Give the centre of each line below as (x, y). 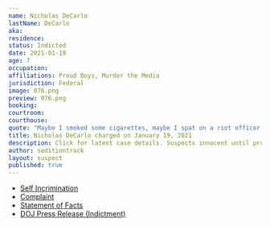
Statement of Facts (51, 205)
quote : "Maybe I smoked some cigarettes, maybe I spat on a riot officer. (136, 128)
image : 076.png (34, 90)
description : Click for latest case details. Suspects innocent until (129, 143)
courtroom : (27, 113)
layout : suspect (35, 158)
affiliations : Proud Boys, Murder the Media (84, 76)
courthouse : (28, 121)
